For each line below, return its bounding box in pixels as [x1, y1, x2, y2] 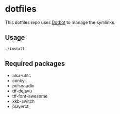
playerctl [12, 103, 30, 109]
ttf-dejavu [12, 88, 32, 94]
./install [5, 46, 25, 51]
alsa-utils [12, 72, 31, 78]
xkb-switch [12, 98, 35, 104]
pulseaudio [12, 82, 35, 88]
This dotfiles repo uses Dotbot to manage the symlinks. [5, 19, 116, 25]
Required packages [5, 60, 65, 68]
